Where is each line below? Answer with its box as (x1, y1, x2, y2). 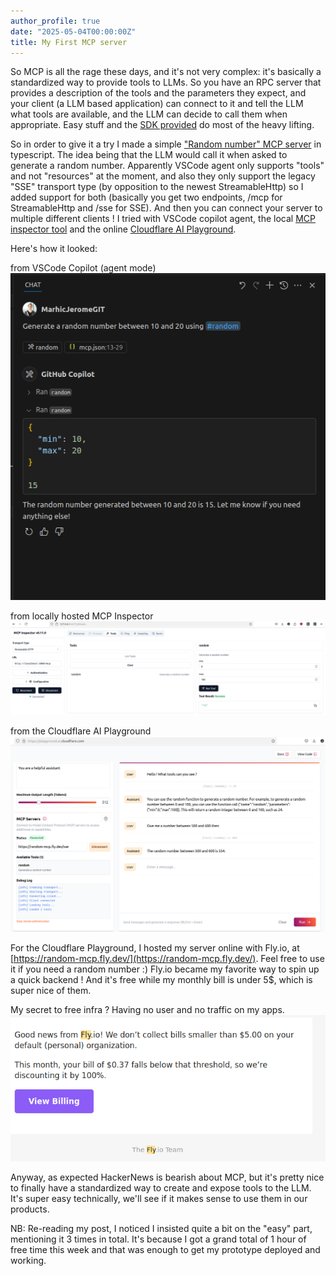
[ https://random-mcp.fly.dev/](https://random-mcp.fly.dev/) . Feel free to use (10, 953, 325, 965)
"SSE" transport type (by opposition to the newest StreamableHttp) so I (10, 181, 304, 193)
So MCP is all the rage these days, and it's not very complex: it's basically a (10, 66, 322, 78)
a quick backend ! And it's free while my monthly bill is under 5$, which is (10, 974, 313, 986)
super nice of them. (10, 985, 92, 997)
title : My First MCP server (10, 37, 128, 47)
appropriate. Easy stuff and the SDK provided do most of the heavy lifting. (10, 119, 315, 131)
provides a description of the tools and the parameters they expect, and (10, 87, 307, 99)
